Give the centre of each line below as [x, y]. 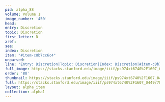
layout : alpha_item [25, 87]
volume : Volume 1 [23, 14]
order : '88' [17, 74]
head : [11, 23]
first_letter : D [22, 37]
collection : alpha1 [25, 92]
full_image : [17, 69]
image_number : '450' [26, 19]
